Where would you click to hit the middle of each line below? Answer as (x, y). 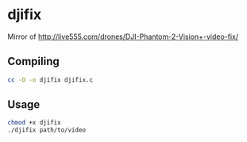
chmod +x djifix (34, 123)
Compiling (34, 61)
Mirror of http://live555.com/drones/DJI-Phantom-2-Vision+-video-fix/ (123, 36)
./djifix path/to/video (47, 130)
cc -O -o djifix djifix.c (50, 80)
